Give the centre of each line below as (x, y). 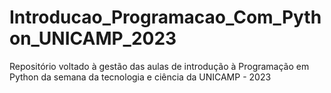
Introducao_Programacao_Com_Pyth (165, 17)
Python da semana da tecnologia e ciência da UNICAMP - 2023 (140, 77)
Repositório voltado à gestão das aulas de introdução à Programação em (159, 66)
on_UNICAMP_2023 (93, 38)
